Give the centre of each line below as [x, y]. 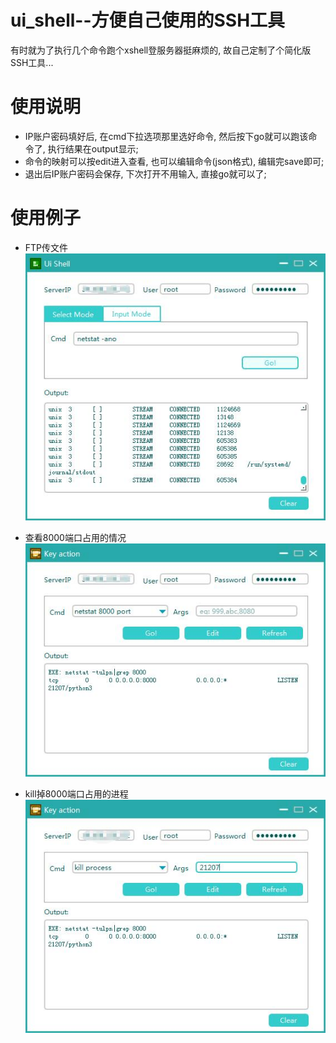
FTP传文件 [46, 247]
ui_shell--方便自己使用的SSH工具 [148, 20]
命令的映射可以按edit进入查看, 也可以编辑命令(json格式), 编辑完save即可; [174, 161]
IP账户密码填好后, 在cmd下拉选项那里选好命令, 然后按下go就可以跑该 [166, 136]
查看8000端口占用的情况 [75, 537]
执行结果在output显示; [93, 148]
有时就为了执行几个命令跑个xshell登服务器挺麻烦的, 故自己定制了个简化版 [161, 50]
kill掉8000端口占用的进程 [76, 794]
